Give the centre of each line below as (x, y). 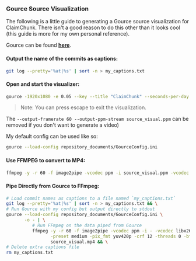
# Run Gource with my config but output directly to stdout (81, 209)
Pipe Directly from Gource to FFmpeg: (53, 186)
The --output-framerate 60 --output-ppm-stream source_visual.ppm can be (97, 119)
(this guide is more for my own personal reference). (68, 34)
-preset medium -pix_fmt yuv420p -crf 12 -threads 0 (116, 236)
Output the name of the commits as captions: (62, 58)
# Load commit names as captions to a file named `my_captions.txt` (91, 198)
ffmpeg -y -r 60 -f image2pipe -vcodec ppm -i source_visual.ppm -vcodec (98, 173)
